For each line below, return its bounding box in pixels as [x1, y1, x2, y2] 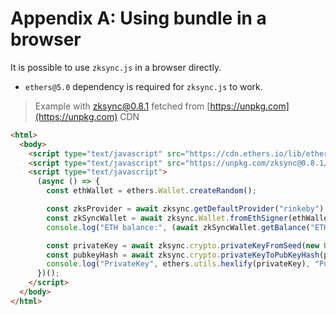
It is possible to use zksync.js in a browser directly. [10, 61, 222, 73]
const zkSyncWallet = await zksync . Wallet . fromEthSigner [46, 213, 288, 223]
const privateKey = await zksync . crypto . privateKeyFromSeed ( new [46, 240, 320, 251]
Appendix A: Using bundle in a [10, 7, 267, 30]
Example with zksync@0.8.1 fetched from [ [34, 100, 211, 112]
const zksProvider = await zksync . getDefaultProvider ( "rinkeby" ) [46, 204, 325, 214]
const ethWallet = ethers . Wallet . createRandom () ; [46, 186, 257, 196]
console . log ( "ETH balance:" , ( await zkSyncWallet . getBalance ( [46, 222, 311, 232]
